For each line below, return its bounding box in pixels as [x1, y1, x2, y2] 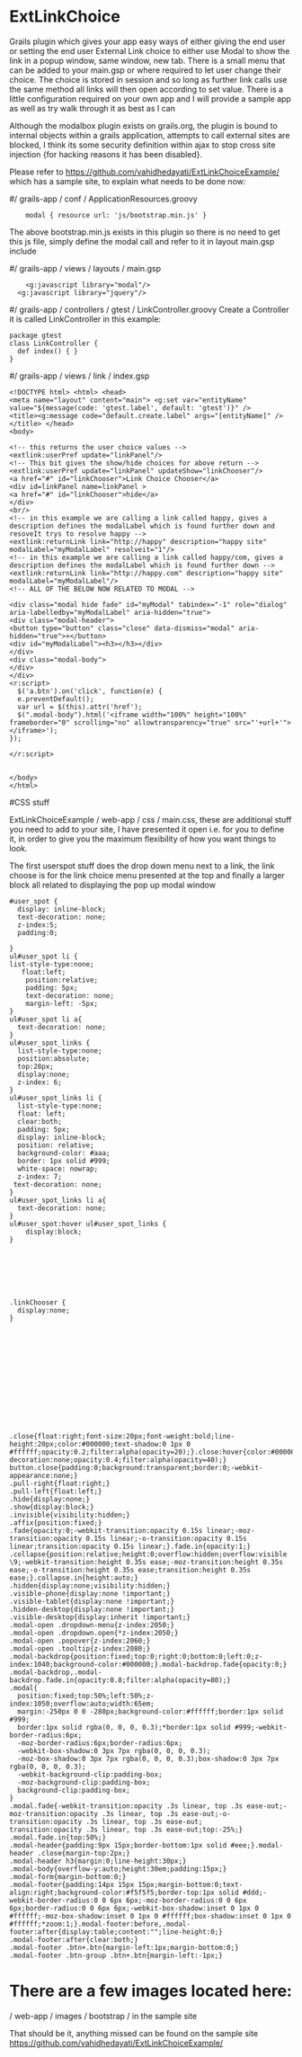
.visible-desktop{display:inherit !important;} [9, 1612, 191, 1622]
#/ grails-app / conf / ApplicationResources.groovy [9, 193, 198, 204]
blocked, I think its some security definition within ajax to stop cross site [9, 139, 276, 150]
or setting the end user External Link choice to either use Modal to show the [9, 45, 290, 56]
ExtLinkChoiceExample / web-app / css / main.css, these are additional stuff [9, 814, 292, 824]
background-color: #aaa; [17, 1148, 111, 1157]
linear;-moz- [206, 1526, 255, 1535]
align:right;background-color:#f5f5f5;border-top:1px [9, 1888, 216, 1897]
